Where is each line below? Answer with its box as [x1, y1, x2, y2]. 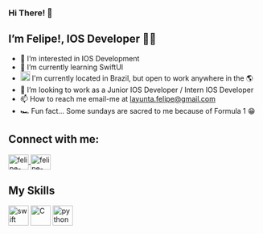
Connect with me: [8, 132, 100, 146]
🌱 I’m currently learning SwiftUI [19, 62, 124, 72]
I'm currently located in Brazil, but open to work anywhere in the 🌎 [31, 73, 253, 83]
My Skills [8, 183, 55, 197]
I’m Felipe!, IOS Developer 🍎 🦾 [8, 32, 157, 46]
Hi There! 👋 [8, 7, 53, 19]
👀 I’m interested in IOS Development [19, 53, 140, 63]
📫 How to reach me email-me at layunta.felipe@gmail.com [19, 94, 216, 103]
